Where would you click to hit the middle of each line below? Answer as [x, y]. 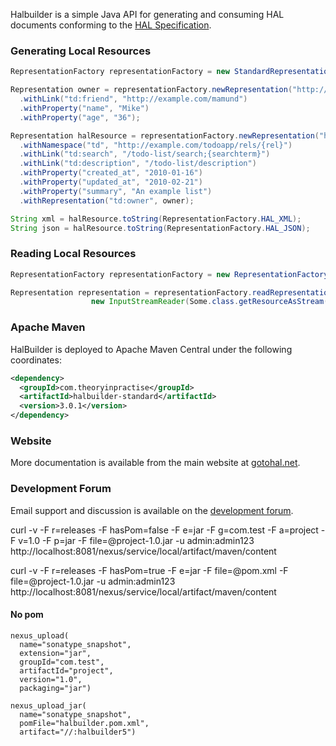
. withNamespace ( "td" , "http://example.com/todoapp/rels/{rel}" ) [156, 145]
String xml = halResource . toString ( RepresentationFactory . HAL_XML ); [156, 219]
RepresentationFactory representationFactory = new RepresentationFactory [169, 274]
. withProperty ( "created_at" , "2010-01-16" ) [111, 173]
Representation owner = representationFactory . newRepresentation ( [151, 90]
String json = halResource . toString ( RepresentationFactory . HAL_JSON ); [160, 228]
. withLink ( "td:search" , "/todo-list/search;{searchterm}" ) [145, 154]
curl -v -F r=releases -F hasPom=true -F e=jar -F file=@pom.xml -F [149, 570]
